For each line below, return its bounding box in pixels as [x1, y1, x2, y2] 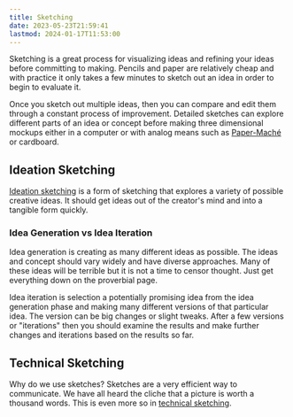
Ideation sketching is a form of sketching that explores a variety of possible [9, 186, 284, 197]
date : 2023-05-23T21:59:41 [9, 21, 109, 30]
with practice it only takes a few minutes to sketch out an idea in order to [9, 73, 274, 83]
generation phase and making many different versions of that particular [9, 302, 269, 313]
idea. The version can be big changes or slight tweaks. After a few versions [9, 311, 285, 321]
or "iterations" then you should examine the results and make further [9, 320, 259, 331]
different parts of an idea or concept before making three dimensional [9, 118, 264, 128]
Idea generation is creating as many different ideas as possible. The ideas [9, 247, 279, 258]
